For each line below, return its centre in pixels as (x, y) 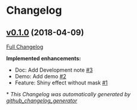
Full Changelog (25, 47)
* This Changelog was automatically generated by (68, 94)
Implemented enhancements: (44, 58)
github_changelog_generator (42, 100)
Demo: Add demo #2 (41, 76)
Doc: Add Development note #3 (54, 70)
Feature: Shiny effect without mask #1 (61, 82)
